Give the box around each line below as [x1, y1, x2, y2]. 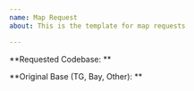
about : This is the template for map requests [9, 21, 186, 30]
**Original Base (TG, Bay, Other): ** [9, 70, 143, 81]
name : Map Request [9, 12, 78, 22]
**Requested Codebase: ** [9, 54, 112, 64]
